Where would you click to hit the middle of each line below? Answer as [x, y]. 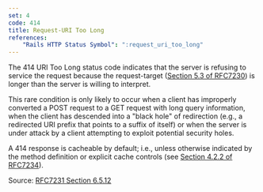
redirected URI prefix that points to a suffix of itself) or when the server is [128, 125]
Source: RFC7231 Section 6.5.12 [60, 181]
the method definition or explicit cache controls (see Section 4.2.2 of [120, 157]
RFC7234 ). [26, 165]
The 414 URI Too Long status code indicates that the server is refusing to [128, 67]
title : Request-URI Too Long [56, 30]
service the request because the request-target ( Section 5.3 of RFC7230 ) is [131, 76]
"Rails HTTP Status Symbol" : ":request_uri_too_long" [113, 45]
